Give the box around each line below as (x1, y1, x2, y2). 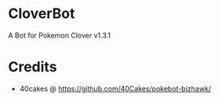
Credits (8, 58, 57, 76)
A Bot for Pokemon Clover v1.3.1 (8, 31, 111, 40)
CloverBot (8, 5, 75, 23)
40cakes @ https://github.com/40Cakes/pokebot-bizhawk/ (19, 84, 212, 93)
